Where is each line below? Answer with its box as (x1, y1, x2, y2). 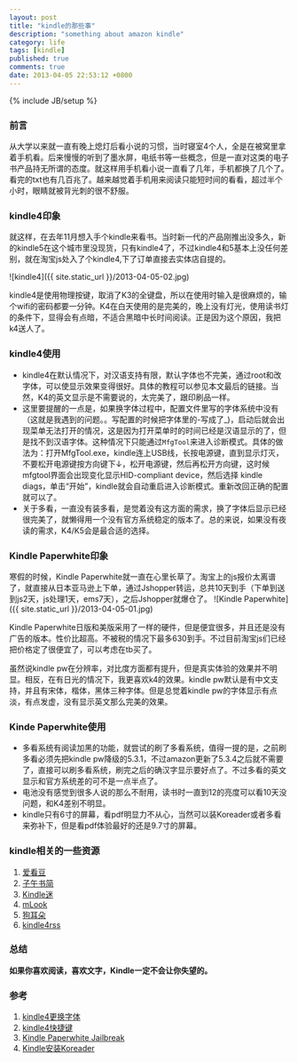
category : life (9, 37, 66, 47)
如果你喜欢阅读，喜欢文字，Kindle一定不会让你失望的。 (9, 965, 213, 976)
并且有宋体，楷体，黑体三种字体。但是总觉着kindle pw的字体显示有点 (24, 685, 278, 696)
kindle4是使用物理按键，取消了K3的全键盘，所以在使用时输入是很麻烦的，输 (9, 290, 287, 300)
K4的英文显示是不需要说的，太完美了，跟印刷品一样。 (37, 392, 235, 403)
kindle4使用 (9, 347, 61, 360)
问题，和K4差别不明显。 (21, 798, 111, 809)
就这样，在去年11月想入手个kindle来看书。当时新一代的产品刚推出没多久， (9, 232, 278, 243)
